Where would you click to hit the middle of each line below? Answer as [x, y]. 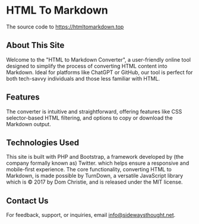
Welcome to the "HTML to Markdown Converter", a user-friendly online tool [99, 59]
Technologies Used [42, 143]
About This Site [35, 45]
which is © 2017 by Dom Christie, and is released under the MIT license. [94, 182]
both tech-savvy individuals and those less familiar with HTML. [83, 78]
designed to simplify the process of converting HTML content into [87, 66]
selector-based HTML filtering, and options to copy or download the [90, 118]
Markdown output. [29, 124]
